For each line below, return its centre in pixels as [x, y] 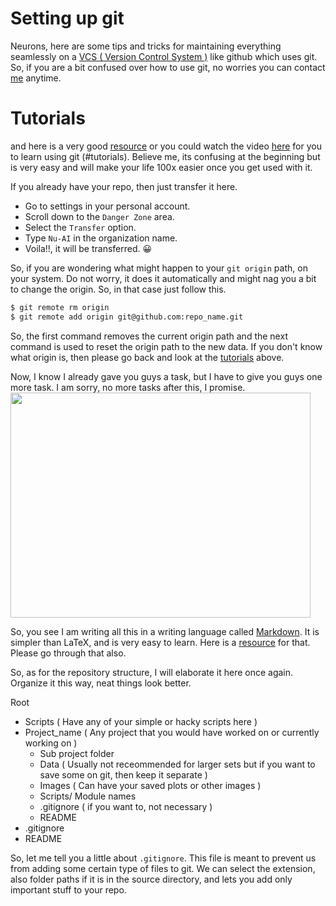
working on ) [51, 743]
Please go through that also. [68, 653]
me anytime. [36, 78]
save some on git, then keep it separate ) [123, 774]
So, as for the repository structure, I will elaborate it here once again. [152, 672]
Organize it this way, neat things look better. [101, 683]
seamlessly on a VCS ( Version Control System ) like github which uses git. [164, 56]
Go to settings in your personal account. [107, 206]
